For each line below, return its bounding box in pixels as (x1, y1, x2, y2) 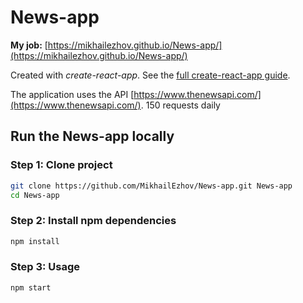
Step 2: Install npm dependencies (10, 214, 177, 228)
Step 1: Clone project (10, 158, 113, 172)
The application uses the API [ (10, 88, 135, 100)
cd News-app (10, 190, 60, 200)
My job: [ (10, 39, 48, 51)
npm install (10, 236, 60, 246)
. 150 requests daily (140, 99, 221, 111)
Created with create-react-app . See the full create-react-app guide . (10, 69, 291, 81)
